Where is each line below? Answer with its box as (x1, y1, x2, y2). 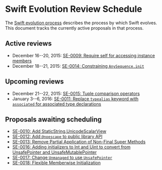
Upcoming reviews (5, 78, 64, 86)
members (12, 58, 32, 64)
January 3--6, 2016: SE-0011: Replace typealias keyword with (12, 95, 139, 102)
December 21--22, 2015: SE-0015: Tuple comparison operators (12, 90, 140, 96)
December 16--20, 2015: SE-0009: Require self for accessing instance (12, 52, 155, 58)
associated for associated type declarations (12, 101, 101, 107)
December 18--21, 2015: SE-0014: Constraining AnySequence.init (12, 63, 144, 69)
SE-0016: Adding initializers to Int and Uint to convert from (12, 144, 131, 150)
